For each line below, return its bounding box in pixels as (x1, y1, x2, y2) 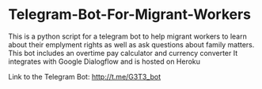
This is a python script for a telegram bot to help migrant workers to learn (8, 32, 247, 41)
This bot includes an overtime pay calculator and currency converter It (8, 48, 238, 57)
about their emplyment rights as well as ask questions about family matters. (8, 39, 255, 49)
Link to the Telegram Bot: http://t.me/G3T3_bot (8, 72, 161, 81)
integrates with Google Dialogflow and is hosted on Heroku (8, 57, 200, 66)
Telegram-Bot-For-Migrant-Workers (8, 6, 252, 24)
